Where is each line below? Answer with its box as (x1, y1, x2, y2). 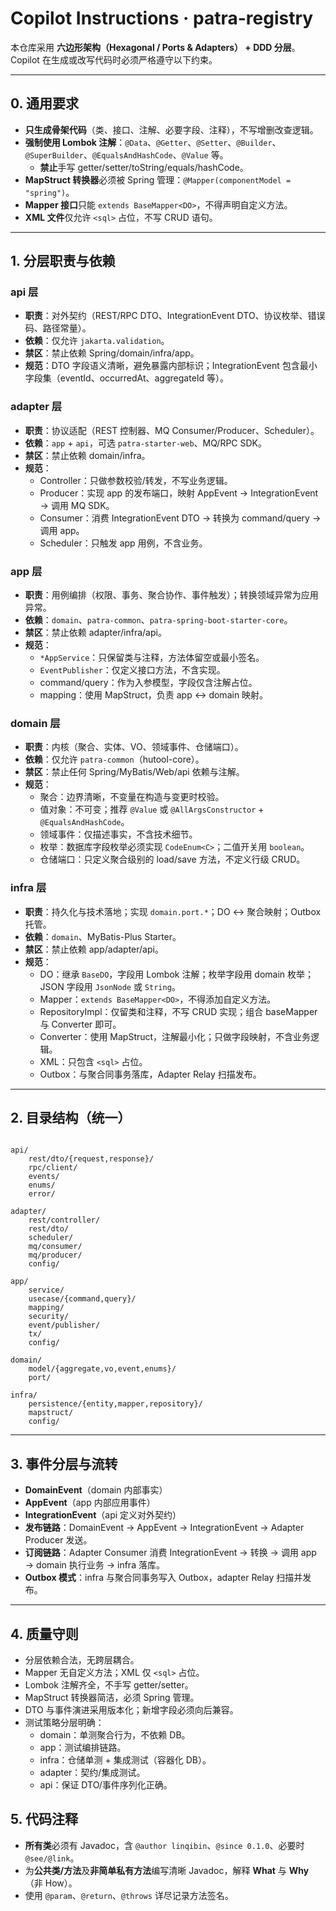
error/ (28, 1189, 56, 1199)
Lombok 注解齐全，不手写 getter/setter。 (24, 1679, 194, 1691)
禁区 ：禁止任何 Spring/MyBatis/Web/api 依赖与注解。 (24, 766, 245, 778)
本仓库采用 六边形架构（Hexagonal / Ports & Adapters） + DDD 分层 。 (10, 41, 301, 53)
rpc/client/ (28, 1163, 78, 1173)
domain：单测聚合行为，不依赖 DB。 (39, 1729, 191, 1741)
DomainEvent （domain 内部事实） (24, 1484, 168, 1496)
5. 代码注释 (10, 1811, 78, 1828)
